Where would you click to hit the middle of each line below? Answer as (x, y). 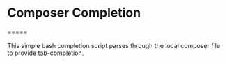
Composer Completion (74, 13)
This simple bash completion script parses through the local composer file (114, 45)
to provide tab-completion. (46, 53)
